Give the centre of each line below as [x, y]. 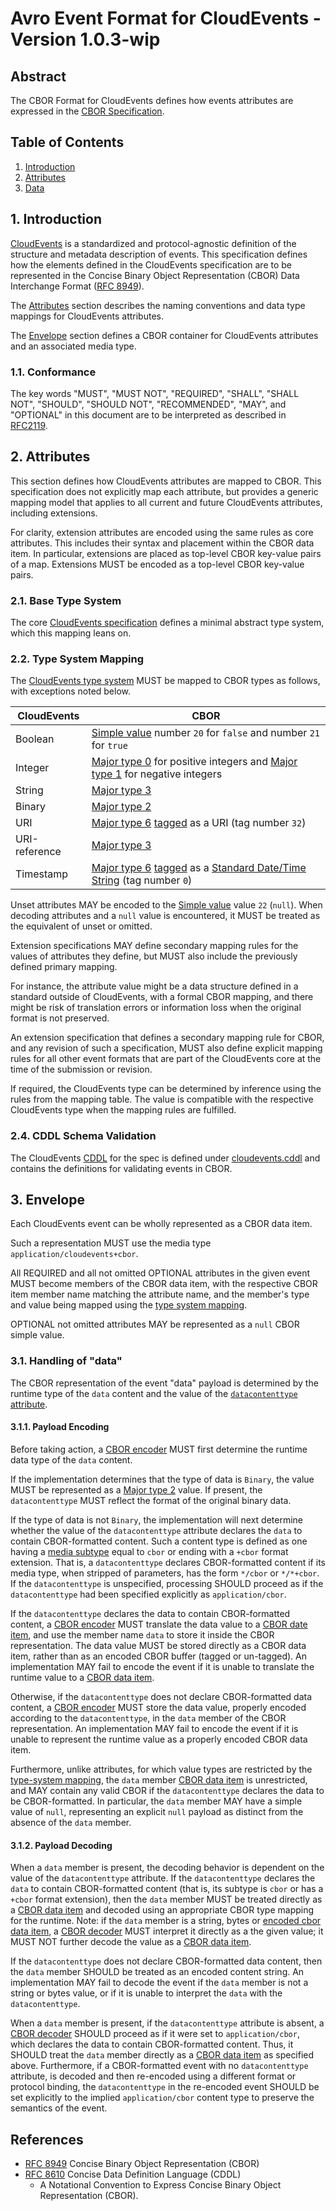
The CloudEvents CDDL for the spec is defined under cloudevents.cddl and [165, 1158]
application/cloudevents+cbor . [74, 1254]
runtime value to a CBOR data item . [82, 1677]
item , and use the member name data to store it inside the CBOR [142, 1634]
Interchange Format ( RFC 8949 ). [77, 286]
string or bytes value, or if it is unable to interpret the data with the [146, 1993]
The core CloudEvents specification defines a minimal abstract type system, [167, 623]
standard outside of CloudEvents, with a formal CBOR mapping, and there [162, 997]
